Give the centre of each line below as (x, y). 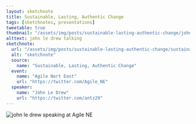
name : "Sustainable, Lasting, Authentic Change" (77, 65)
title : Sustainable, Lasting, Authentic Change (65, 17)
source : (21, 60)
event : (19, 71)
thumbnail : (19, 33)
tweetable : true (26, 28)
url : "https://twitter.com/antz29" (60, 98)
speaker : (22, 87)
